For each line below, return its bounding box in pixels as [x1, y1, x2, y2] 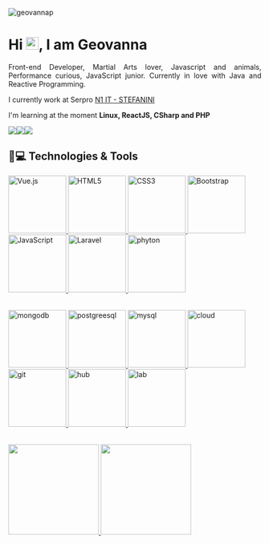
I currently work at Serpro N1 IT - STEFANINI [8, 95, 155, 104]
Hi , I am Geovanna [8, 36, 148, 54]
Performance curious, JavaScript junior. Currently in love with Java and [8, 71, 262, 80]
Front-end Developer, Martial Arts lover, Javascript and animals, [8, 62, 262, 71]
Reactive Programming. [8, 79, 86, 88]
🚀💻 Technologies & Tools [8, 149, 139, 164]
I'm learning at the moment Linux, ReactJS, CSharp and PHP [8, 110, 210, 120]
